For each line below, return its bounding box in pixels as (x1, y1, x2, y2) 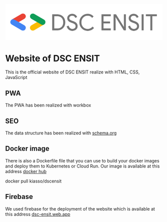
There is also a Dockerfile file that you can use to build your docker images (5, 157, 159, 163)
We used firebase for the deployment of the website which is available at (5, 205, 155, 211)
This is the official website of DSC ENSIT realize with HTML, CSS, (5, 69, 140, 75)
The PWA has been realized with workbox (5, 102, 91, 108)
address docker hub (5, 168, 46, 174)
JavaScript (5, 74, 27, 80)
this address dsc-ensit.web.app (5, 211, 70, 217)
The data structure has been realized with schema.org (5, 130, 117, 136)
